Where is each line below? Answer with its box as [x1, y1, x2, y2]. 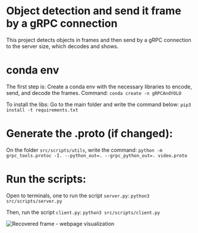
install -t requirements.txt [6, 107, 78, 113]
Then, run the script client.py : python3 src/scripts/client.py [6, 209, 161, 216]
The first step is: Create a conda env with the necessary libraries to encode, [6, 83, 192, 90]
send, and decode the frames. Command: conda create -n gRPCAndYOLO [6, 89, 181, 96]
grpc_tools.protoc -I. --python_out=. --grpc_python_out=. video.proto [6, 152, 187, 158]
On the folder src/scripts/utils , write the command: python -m [6, 146, 162, 154]
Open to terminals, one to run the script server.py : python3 [6, 191, 150, 199]
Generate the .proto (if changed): [6, 127, 174, 141]
